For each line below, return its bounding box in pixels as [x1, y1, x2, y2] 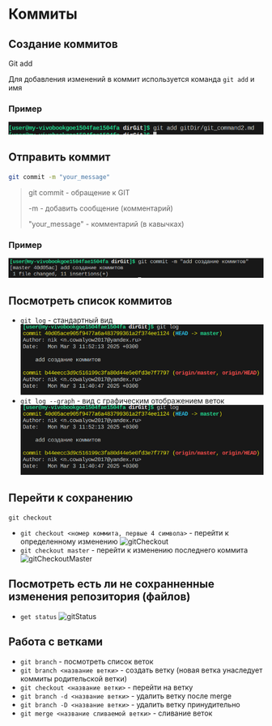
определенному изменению [19, 536, 119, 547]
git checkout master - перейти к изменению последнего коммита [19, 545, 249, 555]
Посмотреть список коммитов [8, 293, 172, 308]
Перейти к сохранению [8, 491, 134, 505]
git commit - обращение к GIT [28, 187, 130, 197]
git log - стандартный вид [19, 315, 113, 325]
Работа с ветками [8, 635, 104, 649]
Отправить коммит [8, 151, 111, 164]
